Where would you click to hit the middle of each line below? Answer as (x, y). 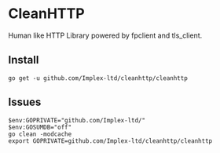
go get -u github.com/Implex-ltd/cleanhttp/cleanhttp (98, 78)
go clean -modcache (40, 134)
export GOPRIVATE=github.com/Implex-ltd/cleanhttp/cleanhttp (110, 141)
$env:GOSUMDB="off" (40, 127)
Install (24, 60)
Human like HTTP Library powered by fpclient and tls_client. (105, 35)
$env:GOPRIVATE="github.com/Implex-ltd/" (77, 120)
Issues (25, 102)
